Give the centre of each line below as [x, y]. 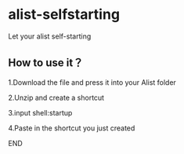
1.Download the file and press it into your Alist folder [92, 82]
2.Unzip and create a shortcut [56, 97]
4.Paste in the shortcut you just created [72, 128]
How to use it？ [46, 63]
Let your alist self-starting [50, 36]
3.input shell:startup [40, 112]
